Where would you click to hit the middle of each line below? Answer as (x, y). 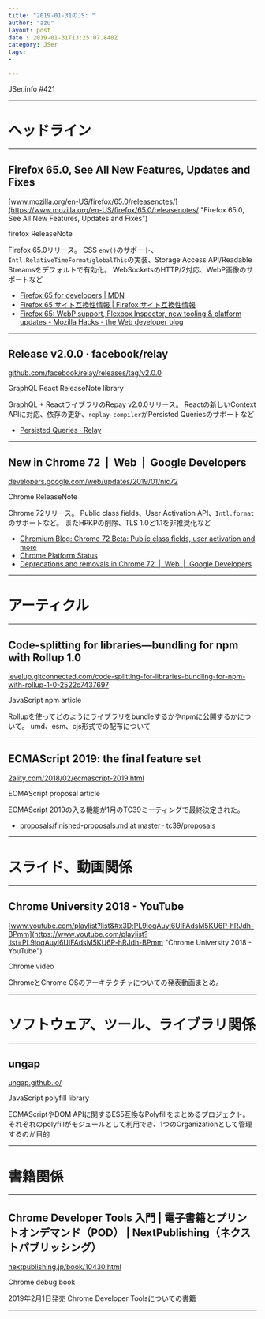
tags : (17, 52)
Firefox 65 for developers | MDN (72, 295)
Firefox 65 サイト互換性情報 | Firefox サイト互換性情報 (107, 304)
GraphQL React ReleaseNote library (66, 389)
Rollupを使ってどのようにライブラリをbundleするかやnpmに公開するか (123, 716)
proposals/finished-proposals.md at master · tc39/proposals (118, 825)
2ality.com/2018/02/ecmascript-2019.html (76, 778)
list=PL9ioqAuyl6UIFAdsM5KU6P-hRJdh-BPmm (86, 942)
